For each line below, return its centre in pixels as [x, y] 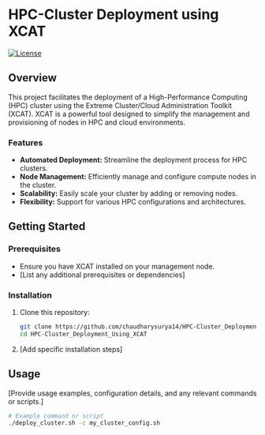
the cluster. [38, 185]
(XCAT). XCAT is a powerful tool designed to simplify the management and [129, 114]
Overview [33, 78]
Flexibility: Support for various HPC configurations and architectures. [133, 202]
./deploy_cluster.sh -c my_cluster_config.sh [84, 423]
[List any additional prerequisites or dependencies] [102, 275]
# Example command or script [56, 416]
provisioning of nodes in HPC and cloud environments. [97, 122]
